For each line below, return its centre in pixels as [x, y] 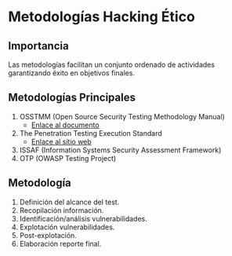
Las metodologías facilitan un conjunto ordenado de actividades [112, 64]
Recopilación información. [62, 210]
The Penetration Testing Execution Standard [91, 133]
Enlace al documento [65, 125]
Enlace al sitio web [61, 141]
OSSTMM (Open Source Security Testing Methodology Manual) [122, 116]
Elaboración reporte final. [60, 243]
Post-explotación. [48, 235]
